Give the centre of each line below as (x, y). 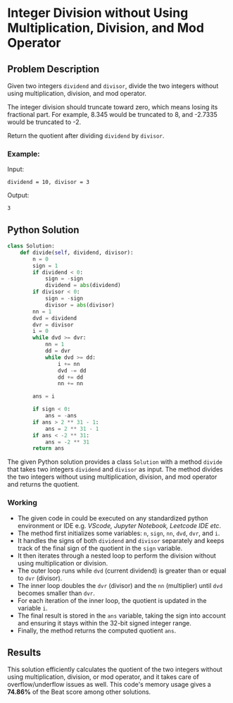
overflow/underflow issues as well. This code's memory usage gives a (109, 685)
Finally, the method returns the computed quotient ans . (97, 630)
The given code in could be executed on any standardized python (113, 518)
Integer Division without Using (98, 13)
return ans (49, 448)
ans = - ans (61, 416)
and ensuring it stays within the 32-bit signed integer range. (105, 623)
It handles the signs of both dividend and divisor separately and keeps (121, 540)
